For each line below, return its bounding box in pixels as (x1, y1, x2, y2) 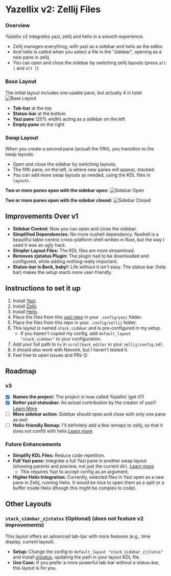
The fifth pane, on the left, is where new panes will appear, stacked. (12, 166, 156, 173)
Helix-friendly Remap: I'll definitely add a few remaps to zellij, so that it (12, 422, 163, 428)
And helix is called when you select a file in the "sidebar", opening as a (12, 49, 162, 55)
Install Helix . (12, 308, 39, 314)
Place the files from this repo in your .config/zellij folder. (12, 319, 137, 326)
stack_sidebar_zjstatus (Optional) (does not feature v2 (5, 515, 144, 522)
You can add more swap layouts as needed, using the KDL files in (12, 172, 151, 178)
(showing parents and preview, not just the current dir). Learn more (12, 463, 154, 469)
